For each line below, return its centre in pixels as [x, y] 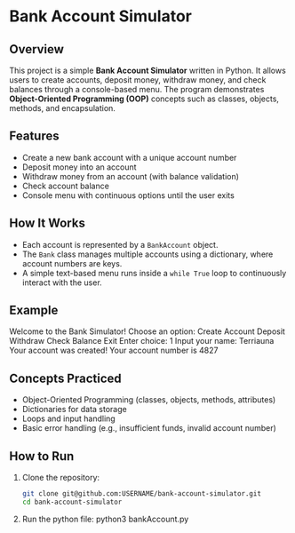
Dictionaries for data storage [74, 410]
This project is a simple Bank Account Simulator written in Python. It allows [147, 70]
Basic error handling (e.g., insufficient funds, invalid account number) [149, 428]
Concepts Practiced [65, 378]
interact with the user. [62, 282]
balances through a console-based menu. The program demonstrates [137, 89]
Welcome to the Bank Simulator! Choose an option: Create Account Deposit [147, 331]
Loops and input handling [68, 418]
